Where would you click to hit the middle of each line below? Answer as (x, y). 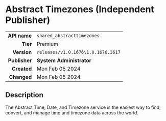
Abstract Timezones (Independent (80, 9)
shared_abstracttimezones (68, 36)
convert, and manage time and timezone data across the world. (72, 112)
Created (22, 69)
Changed (20, 77)
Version (22, 52)
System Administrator (64, 60)
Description (24, 95)
